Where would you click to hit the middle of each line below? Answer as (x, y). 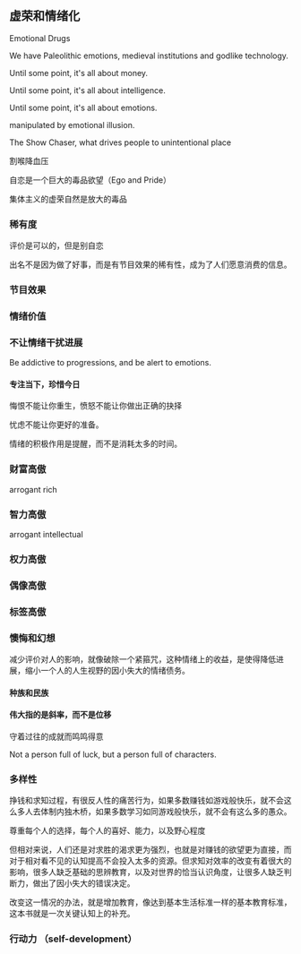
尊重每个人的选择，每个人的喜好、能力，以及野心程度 (107, 830)
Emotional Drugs (40, 38)
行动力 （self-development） (73, 939)
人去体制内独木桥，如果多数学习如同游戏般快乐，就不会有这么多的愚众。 (158, 812)
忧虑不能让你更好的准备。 (56, 425)
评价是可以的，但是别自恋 (56, 245)
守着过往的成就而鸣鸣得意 (56, 736)
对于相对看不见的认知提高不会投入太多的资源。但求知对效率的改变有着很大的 (150, 861)
